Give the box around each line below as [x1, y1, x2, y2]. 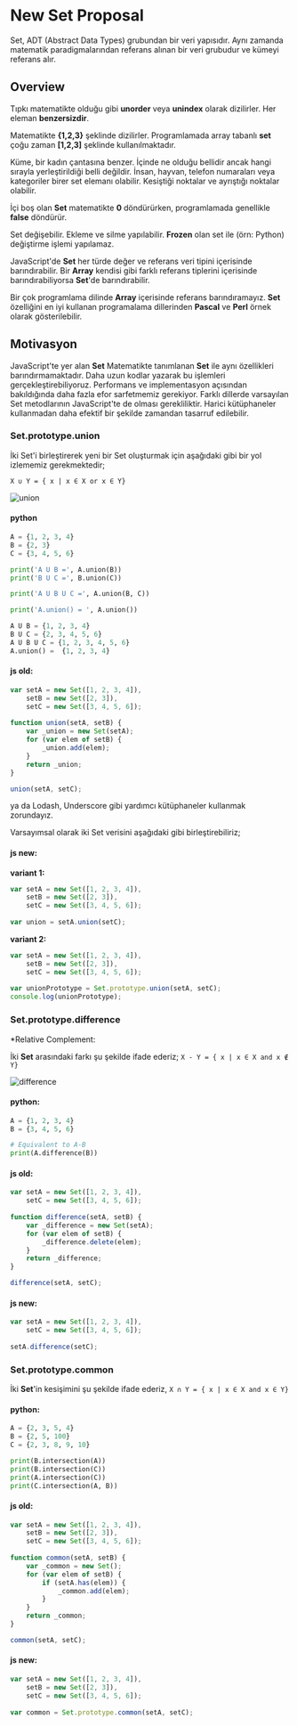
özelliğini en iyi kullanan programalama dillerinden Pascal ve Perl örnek [10, 301, 272, 312]
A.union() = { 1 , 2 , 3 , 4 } [10, 647, 110, 655]
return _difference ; [26, 1254, 102, 1263]
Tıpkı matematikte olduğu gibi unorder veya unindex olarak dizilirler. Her [10, 103, 277, 114]
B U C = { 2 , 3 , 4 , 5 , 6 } [10, 630, 102, 639]
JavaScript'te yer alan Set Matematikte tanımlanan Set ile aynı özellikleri [10, 360, 274, 370]
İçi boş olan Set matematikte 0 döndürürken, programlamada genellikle [10, 202, 270, 213]
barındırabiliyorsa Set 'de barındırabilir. [10, 274, 150, 285]
